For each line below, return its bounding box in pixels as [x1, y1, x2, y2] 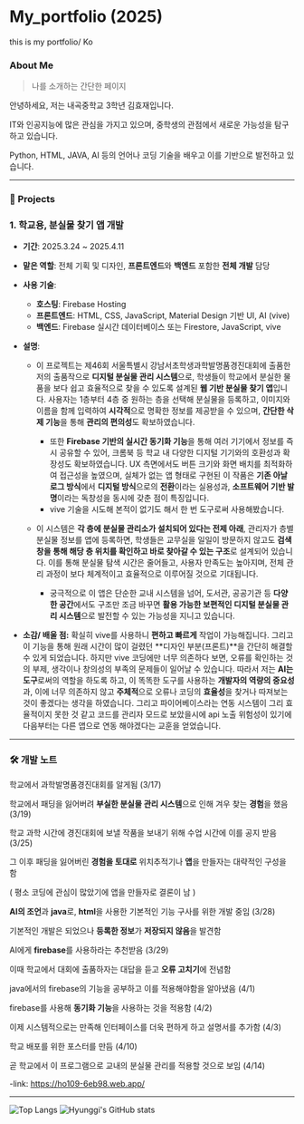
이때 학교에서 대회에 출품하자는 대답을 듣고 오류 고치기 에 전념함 [9, 964, 232, 974]
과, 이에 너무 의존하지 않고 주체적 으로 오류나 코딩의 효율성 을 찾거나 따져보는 [22, 686, 289, 697]
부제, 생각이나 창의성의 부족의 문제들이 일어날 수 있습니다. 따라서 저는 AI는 [32, 664, 294, 674]
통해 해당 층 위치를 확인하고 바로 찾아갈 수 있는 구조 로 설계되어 [52, 546, 270, 557]
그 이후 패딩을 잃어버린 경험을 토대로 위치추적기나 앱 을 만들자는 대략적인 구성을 [9, 856, 287, 867]
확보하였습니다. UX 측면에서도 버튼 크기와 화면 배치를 [73, 459, 261, 470]
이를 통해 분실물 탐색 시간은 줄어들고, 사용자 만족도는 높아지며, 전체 [48, 557, 285, 568]
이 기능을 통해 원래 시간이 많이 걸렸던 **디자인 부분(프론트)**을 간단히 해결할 [22, 641, 293, 652]
